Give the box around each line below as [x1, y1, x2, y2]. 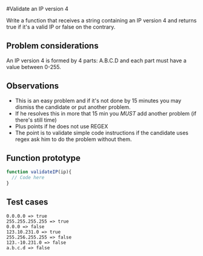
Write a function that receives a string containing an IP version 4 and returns [6, 17, 197, 24]
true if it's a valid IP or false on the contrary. [6, 24, 116, 30]
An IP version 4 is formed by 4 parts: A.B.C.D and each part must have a [6, 57, 187, 64]
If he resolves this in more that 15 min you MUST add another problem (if [15, 110, 197, 117]
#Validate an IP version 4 [6, 5, 68, 12]
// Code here [12, 175, 45, 181]
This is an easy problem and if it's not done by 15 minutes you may [15, 97, 182, 104]
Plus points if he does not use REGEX [15, 122, 108, 130]
